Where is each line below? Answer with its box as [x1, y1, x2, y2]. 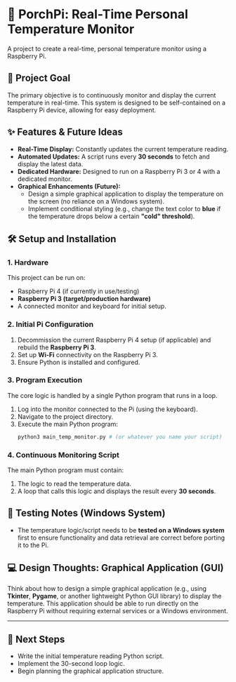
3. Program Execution [7, 375, 83, 385]
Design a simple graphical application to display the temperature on [27, 189, 223, 198]
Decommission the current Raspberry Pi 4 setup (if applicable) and [17, 335, 211, 344]
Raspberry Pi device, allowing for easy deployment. [7, 105, 157, 114]
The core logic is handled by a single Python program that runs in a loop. [7, 391, 218, 399]
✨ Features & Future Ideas [7, 126, 123, 138]
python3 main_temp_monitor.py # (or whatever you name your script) [17, 433, 223, 441]
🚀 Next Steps [7, 634, 65, 646]
